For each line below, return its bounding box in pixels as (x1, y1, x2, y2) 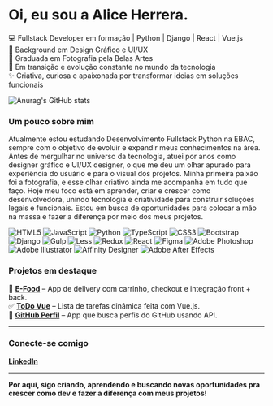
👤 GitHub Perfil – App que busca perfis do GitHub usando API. (8, 310, 218, 320)
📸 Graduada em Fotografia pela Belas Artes (8, 53, 154, 63)
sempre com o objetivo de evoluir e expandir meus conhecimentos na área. (8, 143, 261, 153)
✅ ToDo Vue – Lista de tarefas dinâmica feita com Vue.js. (8, 300, 201, 310)
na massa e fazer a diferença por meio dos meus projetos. (8, 212, 204, 222)
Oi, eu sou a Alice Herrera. (8, 6, 188, 24)
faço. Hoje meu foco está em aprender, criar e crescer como (8, 186, 211, 196)
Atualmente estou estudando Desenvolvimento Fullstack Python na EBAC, (8, 134, 256, 144)
